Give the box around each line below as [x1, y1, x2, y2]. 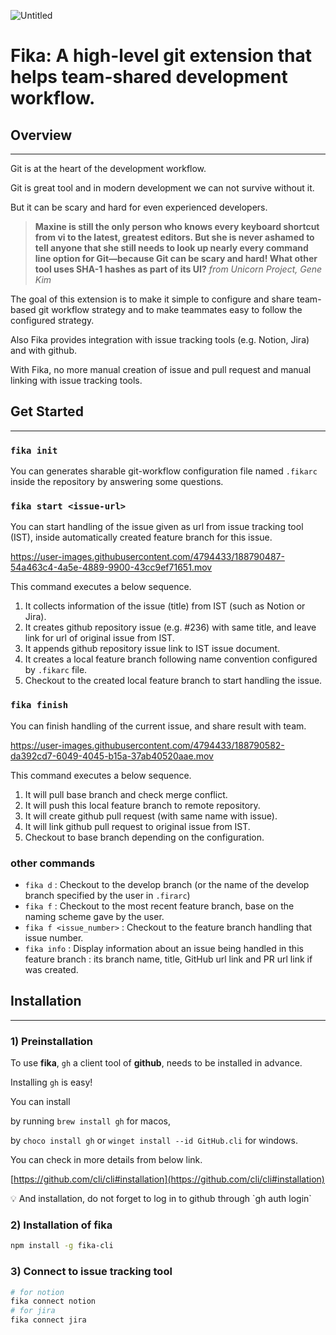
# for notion [10, 1287, 65, 1297]
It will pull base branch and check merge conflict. [24, 788, 228, 800]
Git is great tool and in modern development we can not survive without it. [10, 182, 315, 194]
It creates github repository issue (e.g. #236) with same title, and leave [24, 621, 317, 634]
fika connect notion [10, 1296, 97, 1307]
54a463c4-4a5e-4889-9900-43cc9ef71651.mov [10, 561, 213, 574]
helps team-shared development [10, 66, 288, 89]
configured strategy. [10, 315, 95, 326]
